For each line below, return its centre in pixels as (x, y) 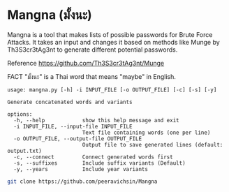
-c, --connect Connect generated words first (93, 157)
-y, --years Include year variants (81, 169)
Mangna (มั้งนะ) (50, 15)
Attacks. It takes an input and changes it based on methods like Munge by (113, 42)
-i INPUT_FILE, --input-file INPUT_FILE (73, 126)
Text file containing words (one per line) (146, 133)
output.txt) (24, 151)
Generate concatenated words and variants (70, 102)
